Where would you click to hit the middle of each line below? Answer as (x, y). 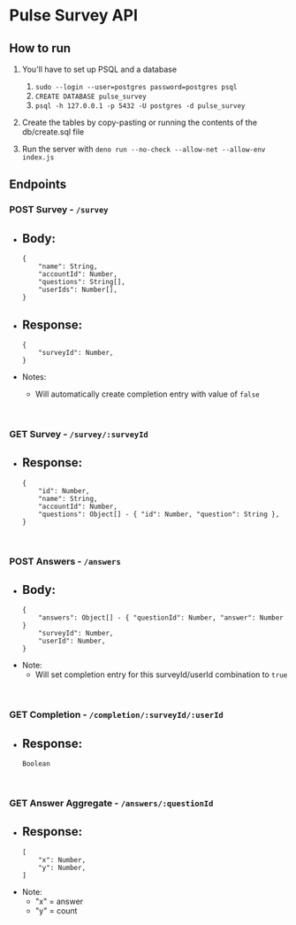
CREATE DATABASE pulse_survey (91, 96)
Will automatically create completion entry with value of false (148, 394)
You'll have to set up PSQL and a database (99, 69)
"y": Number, (62, 867)
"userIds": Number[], (78, 290)
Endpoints (38, 185)
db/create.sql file (53, 132)
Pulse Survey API (74, 15)
